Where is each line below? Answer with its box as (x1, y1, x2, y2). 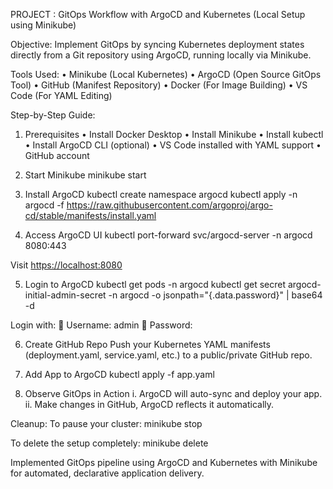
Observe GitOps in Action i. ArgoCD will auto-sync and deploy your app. (24, 388, 323, 399)
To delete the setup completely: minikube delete (10, 437, 209, 449)
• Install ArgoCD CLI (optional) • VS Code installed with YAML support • (24, 139, 322, 151)
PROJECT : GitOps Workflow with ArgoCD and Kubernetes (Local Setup (10, 9, 306, 20)
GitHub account (24, 150, 90, 161)
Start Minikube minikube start (24, 169, 147, 181)
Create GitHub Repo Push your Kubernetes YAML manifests (24, 339, 271, 350)
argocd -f (24, 199, 65, 211)
